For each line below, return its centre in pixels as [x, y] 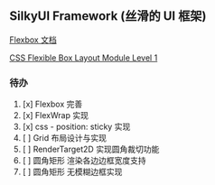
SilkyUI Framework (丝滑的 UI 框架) [108, 16]
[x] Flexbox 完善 [52, 104]
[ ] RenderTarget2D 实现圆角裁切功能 [91, 149]
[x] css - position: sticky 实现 [76, 127]
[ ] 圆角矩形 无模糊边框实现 [72, 172]
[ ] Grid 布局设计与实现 [64, 138]
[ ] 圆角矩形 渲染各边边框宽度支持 [84, 161]
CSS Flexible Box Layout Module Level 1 [84, 58]
